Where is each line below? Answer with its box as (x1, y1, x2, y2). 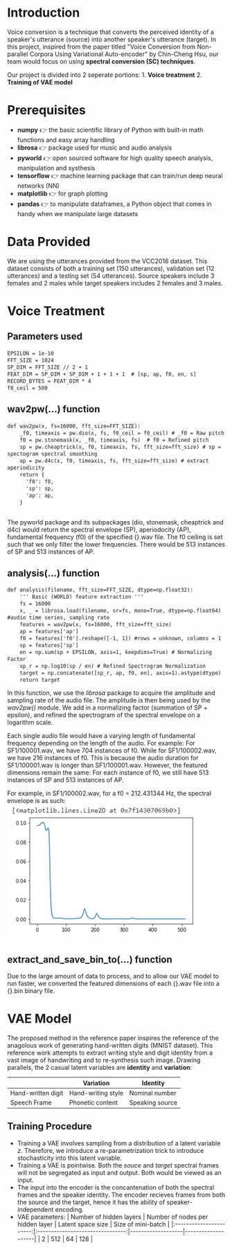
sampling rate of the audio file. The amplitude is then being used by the (7, 696, 211, 705)
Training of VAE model (7, 78, 73, 86)
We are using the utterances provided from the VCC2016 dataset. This (7, 256, 208, 265)
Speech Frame (10, 1098, 52, 1107)
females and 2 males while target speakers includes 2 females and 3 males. (7, 279, 223, 287)
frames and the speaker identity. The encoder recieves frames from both (17, 1190, 226, 1199)
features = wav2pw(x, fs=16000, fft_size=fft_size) (19, 622, 172, 628)
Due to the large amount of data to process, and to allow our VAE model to (7, 972, 220, 980)
